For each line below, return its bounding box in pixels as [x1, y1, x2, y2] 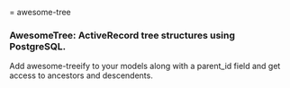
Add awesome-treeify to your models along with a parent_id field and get [9, 61, 281, 72]
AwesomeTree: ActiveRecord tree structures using [9, 29, 236, 41]
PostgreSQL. [9, 40, 66, 52]
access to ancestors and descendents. [9, 70, 153, 81]
